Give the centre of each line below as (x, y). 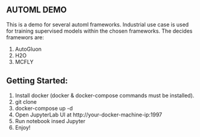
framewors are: (25, 37)
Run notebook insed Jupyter (50, 121)
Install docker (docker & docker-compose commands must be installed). (105, 95)
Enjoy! (23, 127)
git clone (26, 101)
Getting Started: (37, 81)
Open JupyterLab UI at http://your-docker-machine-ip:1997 (89, 115)
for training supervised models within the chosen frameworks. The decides (99, 31)
